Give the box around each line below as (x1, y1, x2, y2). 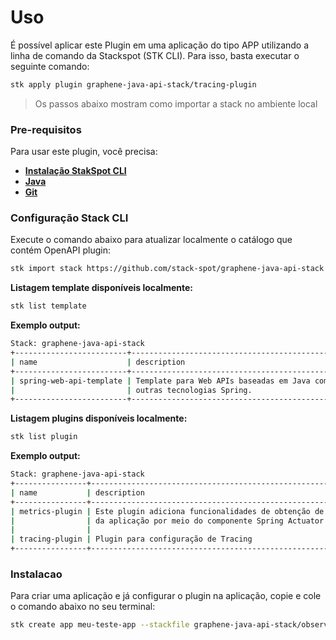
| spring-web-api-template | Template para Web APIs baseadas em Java (10, 376, 311, 386)
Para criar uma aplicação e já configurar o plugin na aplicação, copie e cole (10, 590, 322, 602)
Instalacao (10, 567, 63, 581)
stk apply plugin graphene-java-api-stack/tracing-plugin (10, 79, 257, 90)
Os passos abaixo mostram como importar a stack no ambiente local (34, 97, 318, 110)
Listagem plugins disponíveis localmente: (10, 412, 188, 425)
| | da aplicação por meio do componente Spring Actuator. (10, 516, 329, 526)
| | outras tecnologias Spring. (10, 385, 253, 395)
